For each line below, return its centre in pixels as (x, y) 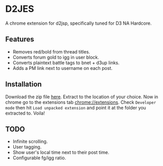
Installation (24, 85)
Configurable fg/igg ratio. (39, 158)
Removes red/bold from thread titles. (51, 51)
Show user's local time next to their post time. (61, 153)
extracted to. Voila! (25, 113)
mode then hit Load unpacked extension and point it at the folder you (76, 107)
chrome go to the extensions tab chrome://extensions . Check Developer (81, 102)
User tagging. (27, 147)
